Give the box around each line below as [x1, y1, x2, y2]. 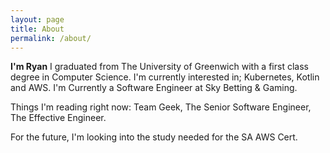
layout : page [10, 14, 65, 25]
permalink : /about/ [10, 33, 92, 43]
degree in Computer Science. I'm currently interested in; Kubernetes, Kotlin [10, 71, 320, 83]
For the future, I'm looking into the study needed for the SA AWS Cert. [10, 131, 298, 143]
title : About [10, 24, 65, 34]
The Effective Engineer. [10, 112, 107, 124]
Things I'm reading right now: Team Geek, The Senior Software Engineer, [10, 101, 312, 113]
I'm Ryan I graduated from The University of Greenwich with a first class [10, 61, 309, 73]
